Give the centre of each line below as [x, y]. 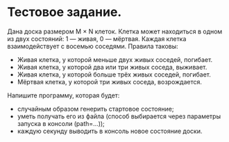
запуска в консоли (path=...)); [61, 123]
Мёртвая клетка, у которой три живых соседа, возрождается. [110, 81]
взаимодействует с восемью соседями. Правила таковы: [93, 46]
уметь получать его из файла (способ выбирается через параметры [119, 116]
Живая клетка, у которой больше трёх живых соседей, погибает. [114, 74]
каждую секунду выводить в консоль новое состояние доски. [110, 131]
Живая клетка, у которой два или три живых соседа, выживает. [112, 67]
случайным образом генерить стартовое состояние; [95, 109]
